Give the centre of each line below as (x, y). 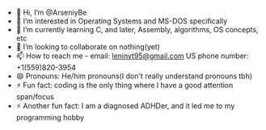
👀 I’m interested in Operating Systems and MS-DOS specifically (122, 21)
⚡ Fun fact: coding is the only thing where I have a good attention (125, 85)
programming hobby (50, 117)
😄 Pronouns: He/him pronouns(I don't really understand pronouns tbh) (134, 76)
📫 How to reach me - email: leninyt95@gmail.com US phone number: (132, 56)
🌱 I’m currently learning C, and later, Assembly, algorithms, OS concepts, (137, 29)
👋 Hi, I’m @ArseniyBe (51, 13)
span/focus (35, 96)
